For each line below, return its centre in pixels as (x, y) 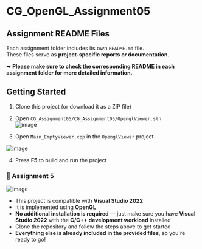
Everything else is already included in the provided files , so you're (100, 233)
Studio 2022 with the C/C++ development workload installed (93, 220)
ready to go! (30, 240)
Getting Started (36, 92)
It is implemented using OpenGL (55, 207)
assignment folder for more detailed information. (69, 73)
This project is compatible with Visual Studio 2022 (79, 201)
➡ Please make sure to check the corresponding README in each (91, 66)
